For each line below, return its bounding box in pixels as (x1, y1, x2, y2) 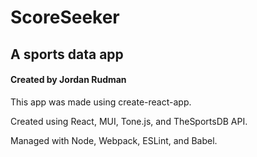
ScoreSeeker (10, 6, 120, 29)
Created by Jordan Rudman (10, 74, 127, 86)
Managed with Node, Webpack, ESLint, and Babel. (10, 134, 218, 146)
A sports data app (10, 46, 124, 63)
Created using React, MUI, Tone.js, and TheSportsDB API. (10, 115, 248, 127)
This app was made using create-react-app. (10, 96, 192, 108)
